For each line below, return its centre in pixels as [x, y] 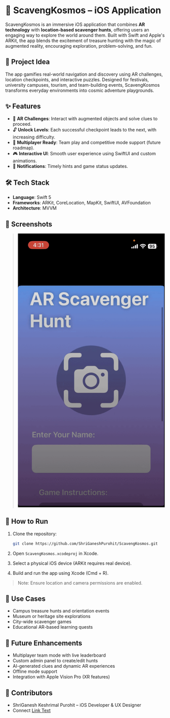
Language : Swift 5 [32, 197]
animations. [25, 161]
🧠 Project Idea [28, 62]
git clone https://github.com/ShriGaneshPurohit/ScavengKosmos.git [85, 543]
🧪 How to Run [27, 521]
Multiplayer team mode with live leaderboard [59, 655]
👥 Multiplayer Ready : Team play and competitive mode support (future [87, 142]
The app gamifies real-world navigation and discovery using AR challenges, [84, 74]
